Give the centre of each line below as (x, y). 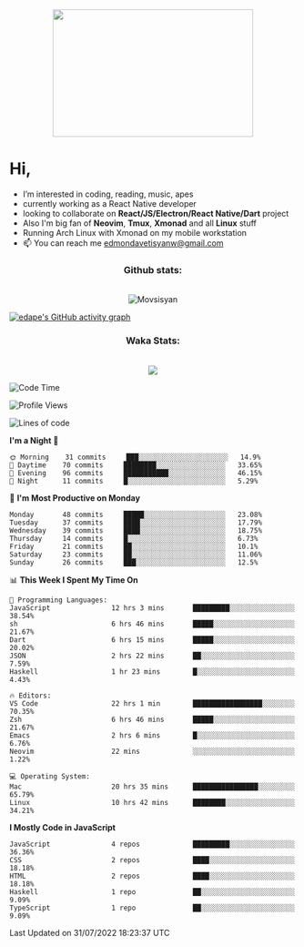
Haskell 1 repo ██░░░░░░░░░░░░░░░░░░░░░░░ (152, 891)
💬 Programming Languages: (58, 600)
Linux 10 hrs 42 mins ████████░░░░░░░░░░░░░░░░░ (152, 802)
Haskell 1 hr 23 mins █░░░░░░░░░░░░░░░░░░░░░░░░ (152, 672)
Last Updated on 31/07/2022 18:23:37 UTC (90, 932)
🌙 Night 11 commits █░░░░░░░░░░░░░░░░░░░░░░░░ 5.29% (134, 481)
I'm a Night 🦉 (34, 440)
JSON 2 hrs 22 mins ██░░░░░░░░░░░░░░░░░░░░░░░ (152, 656)
